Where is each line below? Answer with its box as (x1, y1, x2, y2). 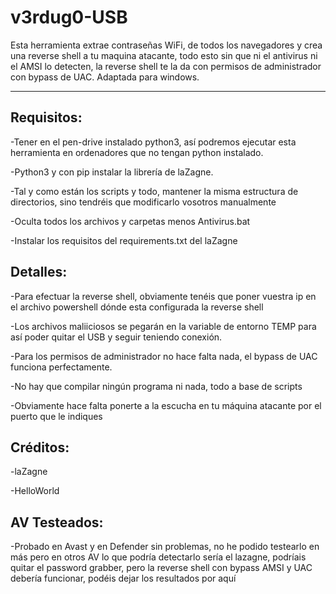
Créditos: (10, 439, 70, 456)
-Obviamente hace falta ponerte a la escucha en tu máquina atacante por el (10, 399, 322, 411)
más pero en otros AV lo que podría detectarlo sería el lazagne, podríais (10, 551, 307, 563)
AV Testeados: (10, 514, 104, 531)
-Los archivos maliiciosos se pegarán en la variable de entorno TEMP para (10, 320, 317, 332)
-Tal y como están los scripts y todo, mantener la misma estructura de (10, 185, 299, 197)
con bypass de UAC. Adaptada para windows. (10, 71, 200, 83)
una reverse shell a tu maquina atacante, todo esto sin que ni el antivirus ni (10, 49, 318, 61)
